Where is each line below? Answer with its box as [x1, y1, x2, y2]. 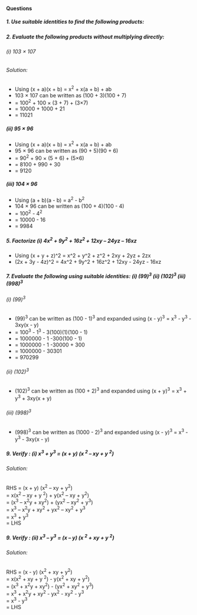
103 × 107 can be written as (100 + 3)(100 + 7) [14, 91, 127, 99]
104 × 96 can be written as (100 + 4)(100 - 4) [14, 202, 125, 210]
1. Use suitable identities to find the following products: [6, 18, 145, 25]
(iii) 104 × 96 [6, 181, 38, 188]
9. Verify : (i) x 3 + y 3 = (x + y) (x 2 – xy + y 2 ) [6, 449, 114, 457]
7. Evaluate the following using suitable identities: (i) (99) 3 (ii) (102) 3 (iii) [6, 271, 186, 280]
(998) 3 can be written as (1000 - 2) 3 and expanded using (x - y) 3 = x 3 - [14, 427, 189, 436]
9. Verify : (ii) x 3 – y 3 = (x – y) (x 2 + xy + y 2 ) [6, 533, 115, 541]
